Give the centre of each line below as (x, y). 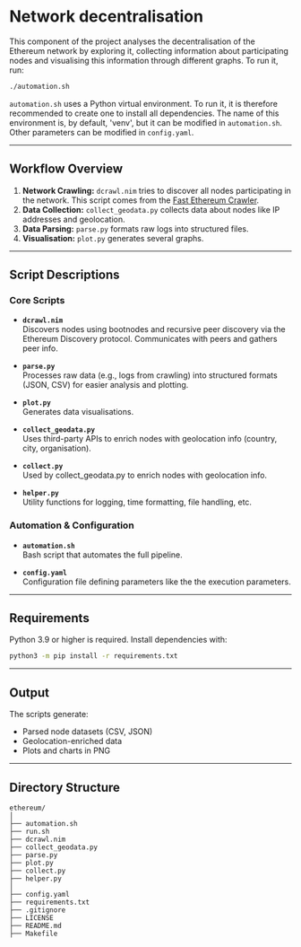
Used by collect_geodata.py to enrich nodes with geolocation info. (144, 475)
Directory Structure (65, 787)
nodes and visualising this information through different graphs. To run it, (144, 60)
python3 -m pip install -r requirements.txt (94, 656)
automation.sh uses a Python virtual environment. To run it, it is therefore (143, 103)
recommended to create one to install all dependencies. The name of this (144, 113)
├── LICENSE (31, 917)
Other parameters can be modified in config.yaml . (102, 132)
